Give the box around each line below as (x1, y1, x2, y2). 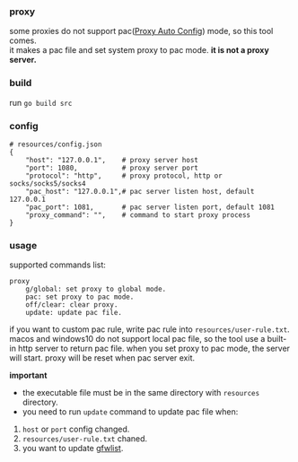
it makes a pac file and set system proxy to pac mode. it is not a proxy (9, 45, 269, 56)
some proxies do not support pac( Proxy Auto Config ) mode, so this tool (9, 26, 274, 37)
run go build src (9, 97, 73, 108)
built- (267, 334, 287, 344)
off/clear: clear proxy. (25, 301, 118, 309)
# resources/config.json (9, 140, 102, 149)
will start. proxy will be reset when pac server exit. (9, 353, 196, 363)
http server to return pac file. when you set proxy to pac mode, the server (17, 343, 290, 354)
